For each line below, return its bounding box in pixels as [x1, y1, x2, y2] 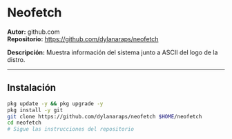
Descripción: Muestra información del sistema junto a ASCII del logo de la [7, 48, 218, 56]
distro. [7, 55, 26, 63]
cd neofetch [7, 119, 41, 127]
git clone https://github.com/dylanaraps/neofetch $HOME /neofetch [7, 113, 202, 120]
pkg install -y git [7, 107, 64, 114]
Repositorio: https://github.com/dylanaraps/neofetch [7, 34, 159, 43]
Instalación [7, 82, 57, 94]
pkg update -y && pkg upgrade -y [7, 100, 104, 107]
